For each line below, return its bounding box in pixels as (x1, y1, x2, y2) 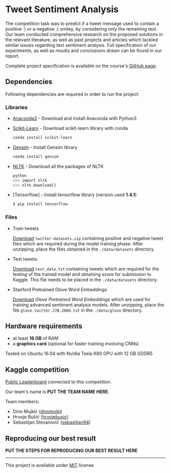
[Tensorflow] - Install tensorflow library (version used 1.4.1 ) (12, 192, 137, 198)
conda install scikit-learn (12, 135, 72, 141)
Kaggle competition (5, 365, 69, 374)
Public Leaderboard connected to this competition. (5, 379, 112, 385)
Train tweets (12, 225, 39, 231)
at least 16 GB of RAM (12, 335, 59, 342)
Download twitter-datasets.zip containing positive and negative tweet (12, 235, 163, 241)
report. (5, 52, 20, 59)
